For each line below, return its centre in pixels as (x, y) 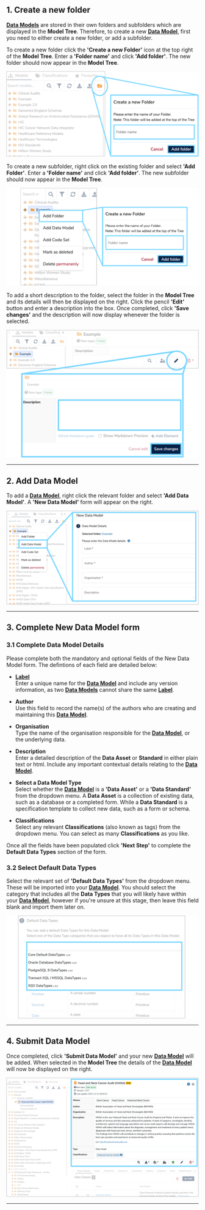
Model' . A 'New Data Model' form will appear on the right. (80, 502)
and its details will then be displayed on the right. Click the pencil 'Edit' (95, 302)
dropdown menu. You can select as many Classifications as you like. (102, 833)
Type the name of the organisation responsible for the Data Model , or (103, 733)
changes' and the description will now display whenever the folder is (93, 315)
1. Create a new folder (48, 10)
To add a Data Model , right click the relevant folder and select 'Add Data (98, 496)
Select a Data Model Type (48, 782)
